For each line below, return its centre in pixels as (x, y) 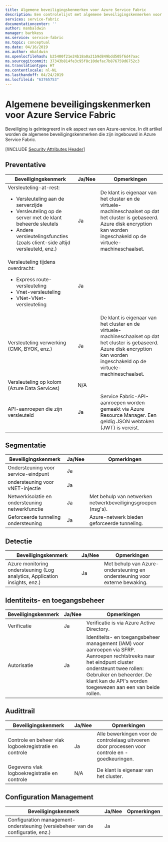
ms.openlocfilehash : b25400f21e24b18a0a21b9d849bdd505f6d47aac (72, 56)
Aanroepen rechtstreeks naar (120, 656)
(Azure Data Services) (34, 388)
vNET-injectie (24, 488)
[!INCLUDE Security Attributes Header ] (45, 149)
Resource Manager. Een (128, 415)
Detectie (19, 541)
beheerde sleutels (37, 224)
